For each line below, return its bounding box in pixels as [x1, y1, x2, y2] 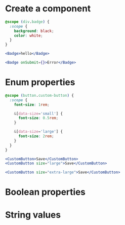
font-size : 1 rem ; [14, 102, 50, 107]
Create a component [5, 3, 91, 14]
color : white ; [14, 33, 43, 38]
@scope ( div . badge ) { [5, 19, 50, 24]
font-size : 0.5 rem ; [18, 115, 58, 121]
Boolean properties [5, 187, 85, 198]
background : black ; [14, 28, 54, 34]
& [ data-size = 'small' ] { [14, 111, 63, 116]
